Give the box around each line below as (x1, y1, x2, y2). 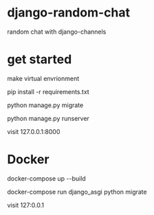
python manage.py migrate (7, 101, 84, 109)
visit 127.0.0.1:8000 (7, 127, 60, 135)
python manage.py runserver (7, 114, 89, 122)
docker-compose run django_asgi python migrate (7, 188, 147, 196)
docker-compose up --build (7, 174, 86, 183)
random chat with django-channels (7, 27, 107, 36)
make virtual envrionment (7, 74, 80, 82)
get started (7, 52, 72, 67)
